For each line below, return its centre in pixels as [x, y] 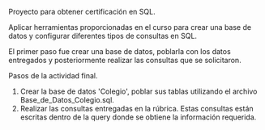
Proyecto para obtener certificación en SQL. [82, 12]
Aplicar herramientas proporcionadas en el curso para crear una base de [130, 27]
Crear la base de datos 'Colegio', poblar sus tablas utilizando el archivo [139, 91]
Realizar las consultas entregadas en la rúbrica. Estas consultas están [137, 109]
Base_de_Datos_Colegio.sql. [67, 100]
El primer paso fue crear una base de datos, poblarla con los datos [120, 51]
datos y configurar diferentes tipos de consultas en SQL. [103, 36]
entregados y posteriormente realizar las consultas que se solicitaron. [125, 60]
